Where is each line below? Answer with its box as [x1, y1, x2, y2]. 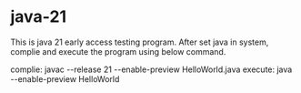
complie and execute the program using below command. [10, 46, 226, 57]
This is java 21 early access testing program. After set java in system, [10, 36, 269, 47]
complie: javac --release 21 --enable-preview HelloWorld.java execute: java [10, 64, 293, 75]
